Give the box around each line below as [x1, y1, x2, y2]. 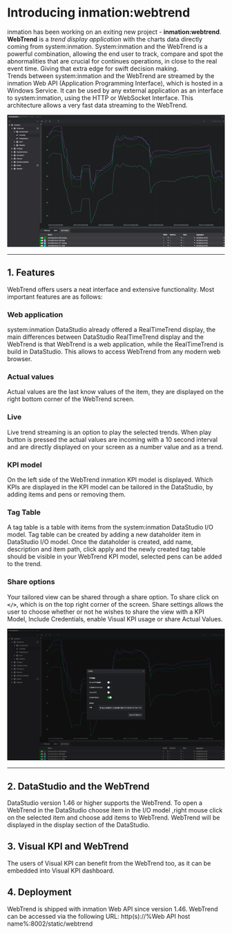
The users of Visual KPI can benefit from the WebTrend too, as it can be [7, 859, 211, 867]
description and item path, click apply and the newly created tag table [7, 545, 206, 554]
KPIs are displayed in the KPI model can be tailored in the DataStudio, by [7, 483, 213, 492]
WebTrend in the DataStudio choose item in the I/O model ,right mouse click [7, 806, 223, 814]
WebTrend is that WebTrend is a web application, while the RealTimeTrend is [7, 340, 224, 349]
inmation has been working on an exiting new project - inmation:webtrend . [7, 28, 222, 36]
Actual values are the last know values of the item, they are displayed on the [7, 388, 224, 396]
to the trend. [7, 560, 43, 568]
